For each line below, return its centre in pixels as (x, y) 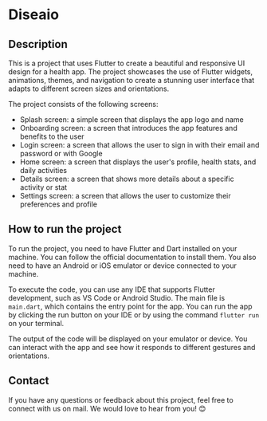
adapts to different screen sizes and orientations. (89, 89)
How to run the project (65, 229)
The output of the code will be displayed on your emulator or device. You (128, 338)
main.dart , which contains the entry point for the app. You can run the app (130, 306)
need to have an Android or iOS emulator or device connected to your (122, 266)
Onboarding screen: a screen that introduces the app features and (128, 128)
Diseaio (34, 15)
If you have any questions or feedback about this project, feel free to (121, 399)
